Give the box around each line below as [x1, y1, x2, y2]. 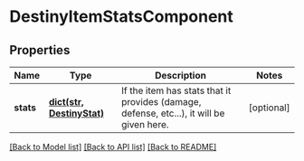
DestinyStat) [48, 107, 104, 119]
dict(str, [48, 96, 84, 108]
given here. [120, 118, 169, 130]
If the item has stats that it [120, 84, 232, 97]
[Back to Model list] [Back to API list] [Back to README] [9, 142, 217, 152]
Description [155, 70, 206, 81]
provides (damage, [120, 96, 202, 108]
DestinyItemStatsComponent [9, 6, 233, 27]
